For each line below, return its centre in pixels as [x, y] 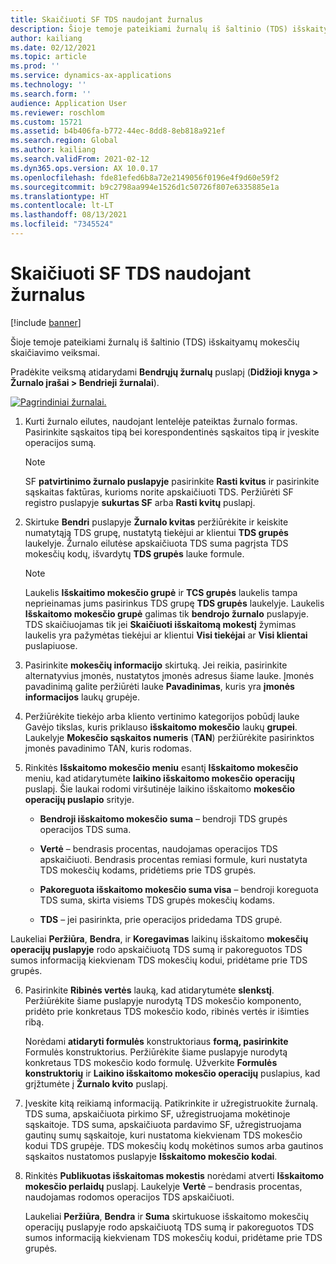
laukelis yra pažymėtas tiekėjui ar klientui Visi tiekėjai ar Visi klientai [166, 635]
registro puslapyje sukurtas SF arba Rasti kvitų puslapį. [140, 502]
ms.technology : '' [48, 85]
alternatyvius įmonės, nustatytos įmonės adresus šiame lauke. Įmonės [169, 675]
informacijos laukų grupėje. [82, 697]
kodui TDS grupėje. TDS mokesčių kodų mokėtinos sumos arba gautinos [174, 1145]
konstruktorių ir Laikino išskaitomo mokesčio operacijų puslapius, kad [172, 1073]
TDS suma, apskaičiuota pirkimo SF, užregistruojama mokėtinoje [157, 1113]
